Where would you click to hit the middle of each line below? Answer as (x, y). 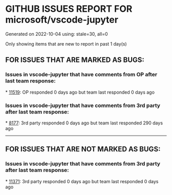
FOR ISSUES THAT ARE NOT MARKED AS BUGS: (83, 149)
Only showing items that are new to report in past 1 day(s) (66, 44)
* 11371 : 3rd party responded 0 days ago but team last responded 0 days (82, 181)
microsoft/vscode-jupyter (62, 20)
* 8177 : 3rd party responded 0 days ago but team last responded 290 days (84, 123)
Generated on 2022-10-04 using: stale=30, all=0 (57, 34)
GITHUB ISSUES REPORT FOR (69, 9)
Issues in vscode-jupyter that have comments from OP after (81, 75)
